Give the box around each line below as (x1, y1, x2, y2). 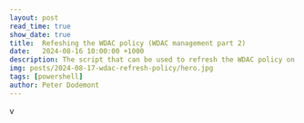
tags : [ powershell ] (9, 72, 84, 81)
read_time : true (9, 22, 71, 31)
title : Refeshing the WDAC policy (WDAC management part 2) (9, 38, 247, 48)
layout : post (9, 13, 59, 23)
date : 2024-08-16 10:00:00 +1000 (9, 47, 145, 56)
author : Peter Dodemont (9, 80, 100, 90)
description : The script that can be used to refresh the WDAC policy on (9, 55, 296, 64)
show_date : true (9, 30, 71, 39)
